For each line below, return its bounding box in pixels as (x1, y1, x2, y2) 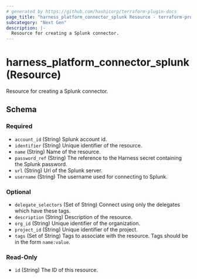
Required (6, 122, 33, 130)
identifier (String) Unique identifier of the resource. (14, 142, 142, 149)
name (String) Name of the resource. (14, 148, 101, 155)
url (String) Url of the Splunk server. (14, 167, 103, 174)
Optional (6, 187, 31, 196)
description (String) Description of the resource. (14, 214, 133, 221)
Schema (6, 105, 37, 115)
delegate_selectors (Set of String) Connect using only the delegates (14, 201, 181, 209)
